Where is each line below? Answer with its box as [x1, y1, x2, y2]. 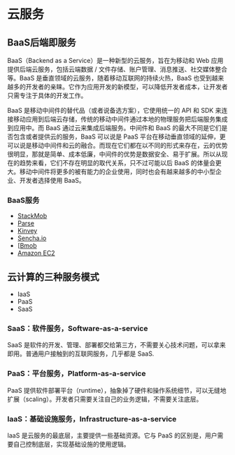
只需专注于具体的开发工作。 [7, 92, 87, 99]
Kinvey [17, 227, 38, 235]
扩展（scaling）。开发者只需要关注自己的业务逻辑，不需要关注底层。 [7, 395, 203, 403]
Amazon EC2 [17, 249, 55, 258]
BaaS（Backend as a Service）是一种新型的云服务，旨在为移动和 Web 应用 [7, 57, 224, 64]
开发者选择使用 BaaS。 [19, 176, 85, 184]
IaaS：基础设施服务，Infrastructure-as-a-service [7, 414, 177, 423]
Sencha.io [17, 234, 47, 242]
